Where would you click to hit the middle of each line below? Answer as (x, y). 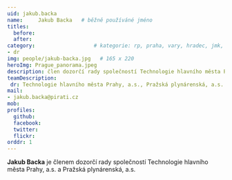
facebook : (27, 123)
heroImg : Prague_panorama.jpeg (52, 65)
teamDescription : (32, 78)
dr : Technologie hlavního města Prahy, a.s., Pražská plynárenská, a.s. (117, 84)
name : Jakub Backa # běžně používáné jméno (80, 20)
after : (23, 39)
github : (25, 116)
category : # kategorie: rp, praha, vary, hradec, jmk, (116, 46)
